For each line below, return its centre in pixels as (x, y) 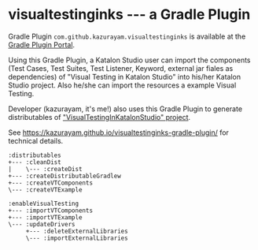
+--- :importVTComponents (50, 211)
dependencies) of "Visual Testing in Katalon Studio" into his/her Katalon (125, 76)
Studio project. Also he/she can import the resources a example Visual (122, 85)
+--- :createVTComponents (50, 183)
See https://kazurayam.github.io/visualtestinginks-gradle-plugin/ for (119, 132)
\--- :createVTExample (45, 190)
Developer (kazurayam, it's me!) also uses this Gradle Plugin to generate (125, 109)
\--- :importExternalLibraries (77, 238)
